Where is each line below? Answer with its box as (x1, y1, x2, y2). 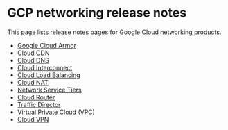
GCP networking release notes (7, 5, 187, 21)
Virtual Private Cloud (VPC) (17, 108, 96, 116)
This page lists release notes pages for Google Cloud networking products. (7, 28, 222, 36)
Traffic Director (17, 100, 61, 108)
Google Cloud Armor (17, 41, 76, 49)
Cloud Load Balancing (17, 71, 81, 79)
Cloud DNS (17, 56, 50, 64)
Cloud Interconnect (17, 63, 73, 72)
